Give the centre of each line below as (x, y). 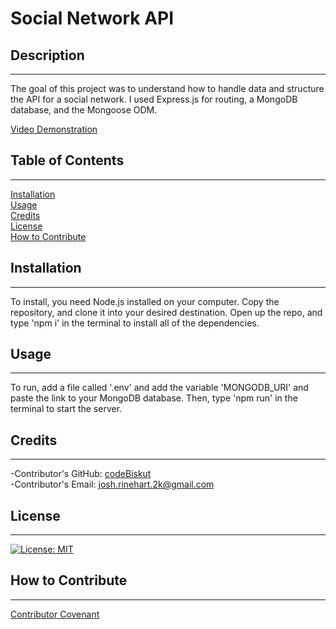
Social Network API (92, 18)
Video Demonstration (54, 129)
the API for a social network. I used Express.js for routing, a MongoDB (154, 99)
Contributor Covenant (55, 614)
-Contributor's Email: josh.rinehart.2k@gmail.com (112, 484)
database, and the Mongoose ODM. (84, 110)
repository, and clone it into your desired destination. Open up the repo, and (166, 312)
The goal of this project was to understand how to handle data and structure (167, 88)
